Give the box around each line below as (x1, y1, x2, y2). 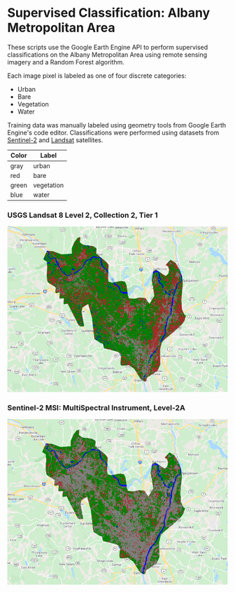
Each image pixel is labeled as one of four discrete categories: (7, 71, 187, 80)
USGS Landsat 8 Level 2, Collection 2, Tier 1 (7, 210, 158, 220)
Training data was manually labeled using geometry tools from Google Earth (7, 121, 226, 129)
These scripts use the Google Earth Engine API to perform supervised (7, 43, 208, 51)
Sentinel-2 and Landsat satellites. (7, 135, 104, 144)
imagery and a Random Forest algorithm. (7, 57, 124, 66)
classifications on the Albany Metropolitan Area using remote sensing (7, 50, 208, 59)
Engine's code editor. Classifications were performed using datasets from (7, 128, 220, 137)
